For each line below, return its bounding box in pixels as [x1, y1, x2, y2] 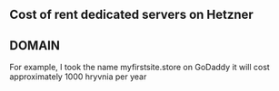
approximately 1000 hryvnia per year [9, 71, 147, 82]
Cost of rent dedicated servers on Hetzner [9, 7, 254, 23]
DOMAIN [9, 38, 61, 53]
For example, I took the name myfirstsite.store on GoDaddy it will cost [9, 62, 270, 73]
